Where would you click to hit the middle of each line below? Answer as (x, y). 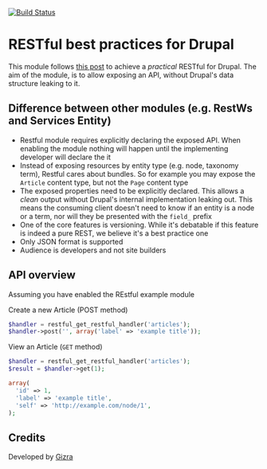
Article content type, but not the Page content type (104, 182)
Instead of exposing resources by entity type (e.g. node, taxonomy (129, 165)
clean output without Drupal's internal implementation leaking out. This (136, 199)
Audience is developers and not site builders (93, 250)
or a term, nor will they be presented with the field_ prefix (116, 216)
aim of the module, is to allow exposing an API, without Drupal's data (121, 75)
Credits (27, 438)
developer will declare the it (65, 157)
